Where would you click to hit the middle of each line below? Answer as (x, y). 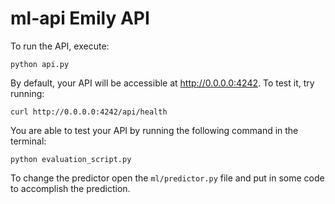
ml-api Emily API (80, 18)
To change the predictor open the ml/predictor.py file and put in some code (167, 178)
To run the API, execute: (60, 46)
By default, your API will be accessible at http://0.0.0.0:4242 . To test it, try (162, 83)
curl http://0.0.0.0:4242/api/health (89, 112)
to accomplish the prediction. (70, 188)
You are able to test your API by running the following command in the (154, 130)
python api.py (40, 64)
